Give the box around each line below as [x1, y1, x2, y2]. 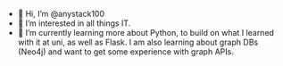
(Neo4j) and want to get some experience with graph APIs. [17, 46, 234, 57]
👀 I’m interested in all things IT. [17, 18, 131, 29]
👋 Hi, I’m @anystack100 [17, 9, 105, 19]
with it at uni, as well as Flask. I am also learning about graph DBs [17, 37, 259, 47]
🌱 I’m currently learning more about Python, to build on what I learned [17, 28, 275, 37]
